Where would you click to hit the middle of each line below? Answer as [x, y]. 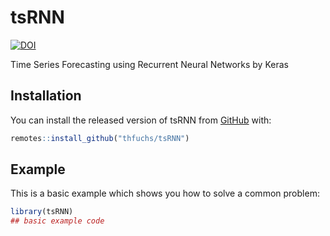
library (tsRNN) [42, 212]
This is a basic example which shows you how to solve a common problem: [165, 193]
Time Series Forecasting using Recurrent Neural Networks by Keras [149, 64]
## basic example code [57, 221]
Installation [46, 96]
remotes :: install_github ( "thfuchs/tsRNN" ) [100, 138]
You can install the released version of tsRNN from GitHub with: [141, 120]
